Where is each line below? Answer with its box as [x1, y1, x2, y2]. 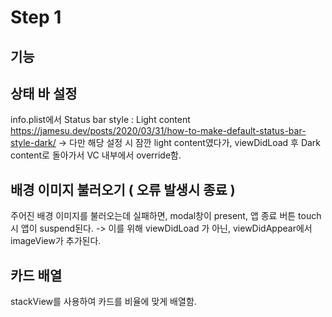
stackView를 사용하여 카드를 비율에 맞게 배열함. [10, 296, 197, 308]
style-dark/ [10, 137, 57, 149]
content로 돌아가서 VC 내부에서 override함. [10, 149, 182, 161]
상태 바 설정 [10, 85, 78, 102]
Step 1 [10, 6, 62, 29]
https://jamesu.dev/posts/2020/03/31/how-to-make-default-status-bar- [10, 125, 307, 137]
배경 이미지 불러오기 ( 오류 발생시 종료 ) [10, 181, 236, 198]
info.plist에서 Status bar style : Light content [10, 114, 191, 126]
